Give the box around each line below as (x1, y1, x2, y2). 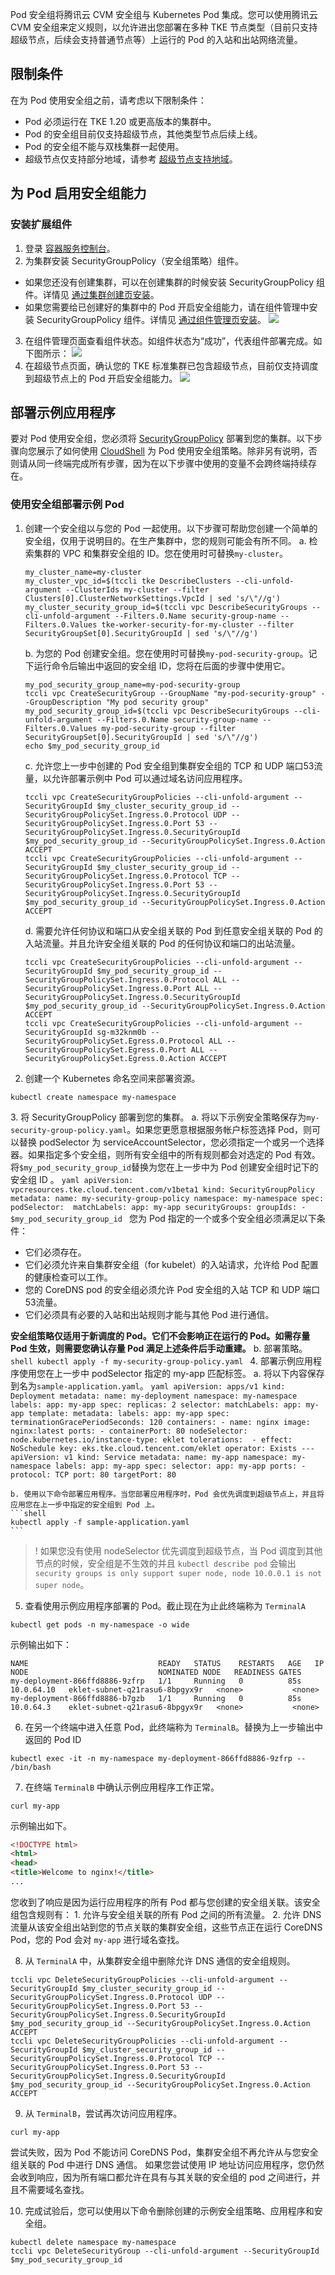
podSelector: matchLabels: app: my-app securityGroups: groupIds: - (10, 1202, 307, 1212)
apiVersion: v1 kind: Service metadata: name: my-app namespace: (10, 1452, 288, 1462)
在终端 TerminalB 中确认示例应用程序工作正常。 (24, 1781, 220, 1793)
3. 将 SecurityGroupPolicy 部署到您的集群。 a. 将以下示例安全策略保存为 (10, 1111, 307, 1123)
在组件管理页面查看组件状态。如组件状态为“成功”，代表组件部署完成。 (24, 334, 314, 347)
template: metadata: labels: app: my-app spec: (28, 1408, 230, 1418)
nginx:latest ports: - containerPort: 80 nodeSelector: (10, 1426, 248, 1436)
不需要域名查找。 (18, 2183, 90, 2195)
